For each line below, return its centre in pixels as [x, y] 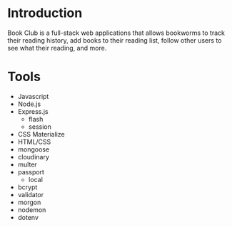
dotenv [28, 217]
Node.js [29, 104]
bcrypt [27, 187]
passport [31, 171]
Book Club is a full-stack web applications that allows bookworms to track [116, 33]
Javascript [33, 96]
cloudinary [34, 157]
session [40, 127]
